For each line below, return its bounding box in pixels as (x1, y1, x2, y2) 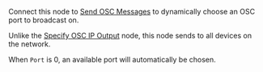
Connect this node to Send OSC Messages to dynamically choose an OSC (8, 7, 256, 16)
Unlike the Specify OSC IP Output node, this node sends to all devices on (8, 31, 252, 40)
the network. (8, 39, 51, 49)
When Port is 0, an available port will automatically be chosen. (8, 55, 216, 64)
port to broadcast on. (8, 15, 79, 25)
